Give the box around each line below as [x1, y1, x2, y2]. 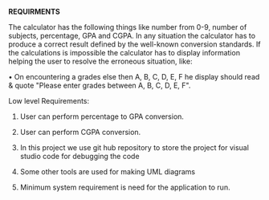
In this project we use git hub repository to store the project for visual [19, 143, 249, 152]
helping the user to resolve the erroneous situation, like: [8, 56, 193, 66]
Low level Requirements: [8, 96, 90, 105]
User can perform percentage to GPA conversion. [19, 112, 185, 121]
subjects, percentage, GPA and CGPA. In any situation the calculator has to [8, 31, 255, 40]
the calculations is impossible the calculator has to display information [8, 48, 241, 57]
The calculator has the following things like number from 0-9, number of [8, 22, 247, 31]
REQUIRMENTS [8, 7, 60, 16]
